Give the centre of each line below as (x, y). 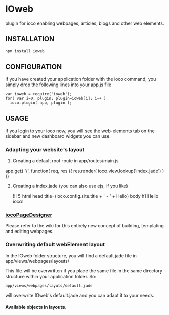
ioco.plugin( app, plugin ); (41, 103)
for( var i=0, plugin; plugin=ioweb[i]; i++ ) (56, 98)
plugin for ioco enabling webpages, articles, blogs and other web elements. (85, 23)
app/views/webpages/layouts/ (37, 261)
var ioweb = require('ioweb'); (39, 94)
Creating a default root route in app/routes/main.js (66, 161)
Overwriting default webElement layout (55, 244)
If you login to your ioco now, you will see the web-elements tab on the (80, 131)
